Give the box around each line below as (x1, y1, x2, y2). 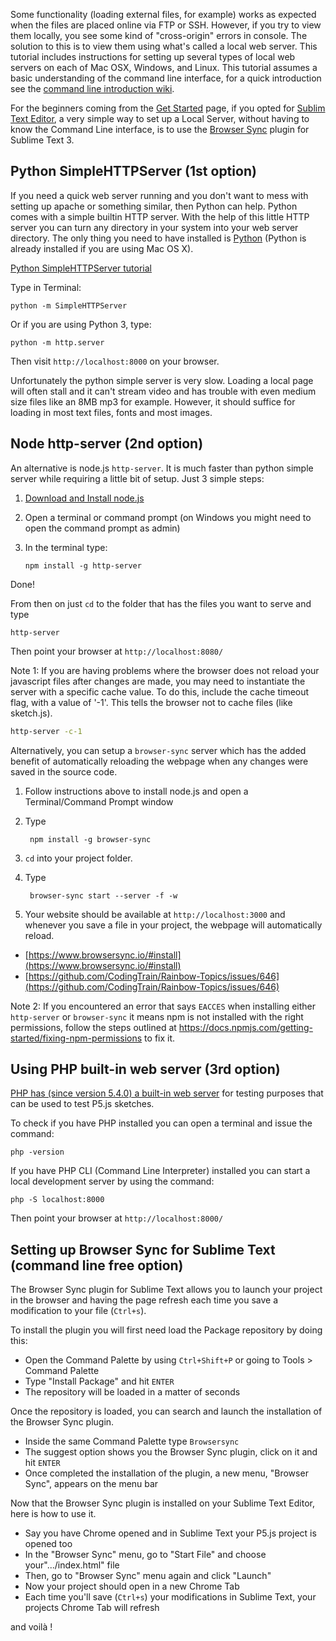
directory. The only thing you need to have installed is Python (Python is (10, 232, 307, 244)
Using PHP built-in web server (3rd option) (10, 1060, 281, 1078)
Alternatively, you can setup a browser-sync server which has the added (10, 744, 307, 756)
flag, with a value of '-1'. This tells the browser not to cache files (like (10, 696, 293, 708)
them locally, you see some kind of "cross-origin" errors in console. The (10, 30, 308, 41)
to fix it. (144, 1032, 176, 1044)
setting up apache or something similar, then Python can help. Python (10, 200, 298, 212)
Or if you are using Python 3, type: (10, 318, 152, 330)
